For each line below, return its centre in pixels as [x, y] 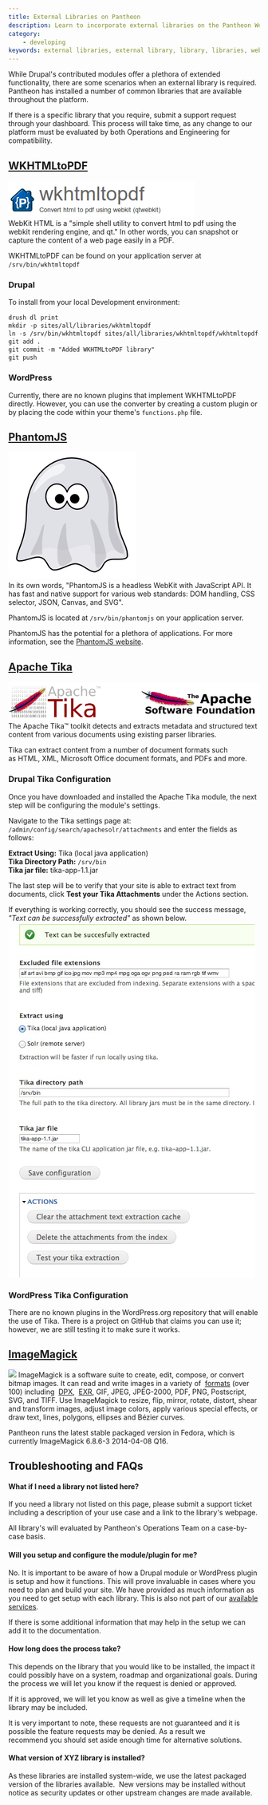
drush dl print [33, 318]
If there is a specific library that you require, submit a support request [122, 115]
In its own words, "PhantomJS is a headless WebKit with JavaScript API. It [130, 586]
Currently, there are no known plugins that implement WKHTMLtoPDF [122, 395]
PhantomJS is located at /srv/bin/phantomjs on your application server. [126, 618]
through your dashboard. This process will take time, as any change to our [130, 124]
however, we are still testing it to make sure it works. [94, 1329]
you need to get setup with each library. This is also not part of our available [133, 1598]
